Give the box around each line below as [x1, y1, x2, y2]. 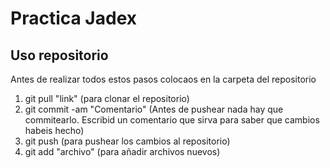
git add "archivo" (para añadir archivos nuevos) [24, 146, 221, 157]
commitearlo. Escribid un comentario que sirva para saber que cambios [24, 114, 320, 126]
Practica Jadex [10, 7, 138, 30]
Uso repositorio [10, 47, 109, 64]
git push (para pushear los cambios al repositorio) [24, 135, 231, 147]
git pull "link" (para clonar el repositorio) [24, 93, 190, 104]
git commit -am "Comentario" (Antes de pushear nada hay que [24, 103, 284, 115]
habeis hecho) [24, 125, 85, 136]
